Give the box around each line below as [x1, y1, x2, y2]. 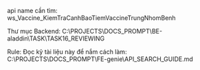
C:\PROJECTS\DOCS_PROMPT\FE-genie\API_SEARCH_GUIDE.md [7, 55, 194, 63]
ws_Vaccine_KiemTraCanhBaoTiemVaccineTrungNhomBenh [7, 14, 177, 22]
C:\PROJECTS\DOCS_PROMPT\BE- [61, 27, 163, 35]
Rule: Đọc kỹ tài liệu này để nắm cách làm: [7, 48, 127, 56]
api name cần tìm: [7, 7, 58, 14]
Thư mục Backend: [7, 27, 60, 35]
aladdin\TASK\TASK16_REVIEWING [7, 34, 105, 43]
